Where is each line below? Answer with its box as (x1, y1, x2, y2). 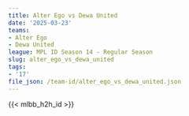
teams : (8, 26, 30, 34)
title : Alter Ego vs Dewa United (8, 11, 118, 20)
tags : (8, 63, 26, 71)
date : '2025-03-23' (8, 19, 72, 27)
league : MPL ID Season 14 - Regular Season (8, 48, 154, 56)
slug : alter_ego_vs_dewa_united (8, 56, 114, 64)
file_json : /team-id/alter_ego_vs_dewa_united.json (8, 77, 181, 85)
